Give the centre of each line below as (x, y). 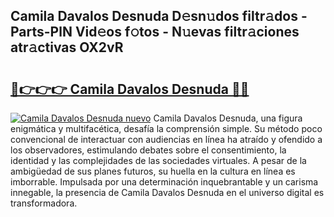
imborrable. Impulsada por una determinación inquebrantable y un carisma (164, 182)
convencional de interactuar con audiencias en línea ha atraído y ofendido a (166, 139)
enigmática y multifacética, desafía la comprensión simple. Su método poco (166, 128)
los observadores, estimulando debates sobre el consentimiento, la (148, 150)
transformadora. (44, 203)
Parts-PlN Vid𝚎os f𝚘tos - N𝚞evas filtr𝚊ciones (155, 32)
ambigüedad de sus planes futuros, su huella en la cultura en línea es (153, 171)
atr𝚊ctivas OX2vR (67, 47)
